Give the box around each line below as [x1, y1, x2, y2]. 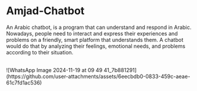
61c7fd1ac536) [6, 79, 42, 86]
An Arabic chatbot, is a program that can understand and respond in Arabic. [6, 24, 192, 31]
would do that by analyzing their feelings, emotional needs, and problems [6, 43, 186, 50]
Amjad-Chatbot [6, 4, 85, 18]
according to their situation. [6, 48, 74, 56]
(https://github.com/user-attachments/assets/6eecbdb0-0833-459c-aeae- [6, 73, 190, 80]
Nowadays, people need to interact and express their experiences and [6, 30, 178, 37]
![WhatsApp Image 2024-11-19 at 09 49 [6, 66, 103, 73]
